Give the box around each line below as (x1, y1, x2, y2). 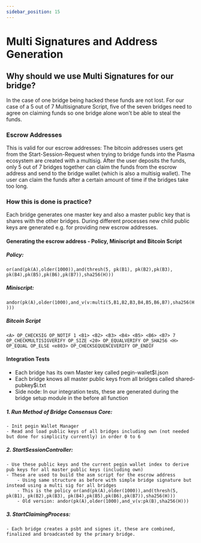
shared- (175, 375, 195, 382)
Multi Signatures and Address (6, 34, 158, 48)
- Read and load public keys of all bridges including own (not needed (6, 428, 189, 434)
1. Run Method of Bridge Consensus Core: (6, 408, 113, 415)
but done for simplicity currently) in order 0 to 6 (6, 433, 141, 440)
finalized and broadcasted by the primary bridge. (6, 531, 136, 537)
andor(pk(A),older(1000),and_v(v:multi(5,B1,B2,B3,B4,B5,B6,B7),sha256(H (6, 299, 195, 305)
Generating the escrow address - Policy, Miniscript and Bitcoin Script (6, 238, 182, 245)
